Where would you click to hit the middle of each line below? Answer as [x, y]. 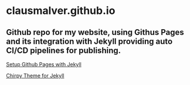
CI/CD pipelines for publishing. [64, 50]
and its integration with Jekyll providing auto [89, 41]
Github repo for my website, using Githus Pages [95, 32]
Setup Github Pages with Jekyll [44, 64]
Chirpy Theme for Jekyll [35, 76]
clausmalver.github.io [61, 11]
